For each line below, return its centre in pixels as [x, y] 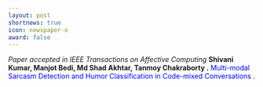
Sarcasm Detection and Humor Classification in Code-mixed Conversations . [131, 76]
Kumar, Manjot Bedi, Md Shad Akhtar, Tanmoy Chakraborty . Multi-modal [129, 68]
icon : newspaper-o [38, 30]
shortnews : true [35, 23]
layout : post [29, 15]
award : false [29, 37]
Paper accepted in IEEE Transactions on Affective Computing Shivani [121, 60]
